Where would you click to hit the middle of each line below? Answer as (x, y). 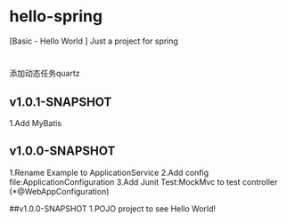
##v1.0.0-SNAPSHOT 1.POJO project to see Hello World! (113, 208)
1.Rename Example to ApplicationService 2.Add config (109, 172)
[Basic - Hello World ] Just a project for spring (94, 41)
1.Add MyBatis (36, 123)
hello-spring (56, 16)
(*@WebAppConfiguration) (59, 191)
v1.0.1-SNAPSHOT (61, 102)
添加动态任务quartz (45, 74)
